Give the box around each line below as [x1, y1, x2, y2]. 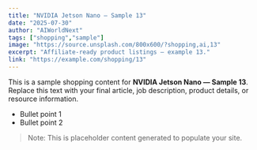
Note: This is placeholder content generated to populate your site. [27, 133, 243, 142]
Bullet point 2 [19, 118, 63, 127]
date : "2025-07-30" [8, 19, 73, 27]
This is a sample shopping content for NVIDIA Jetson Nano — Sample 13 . [8, 77, 249, 87]
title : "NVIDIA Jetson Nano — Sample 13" [8, 11, 147, 20]
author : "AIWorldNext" [8, 26, 83, 34]
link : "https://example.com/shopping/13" [8, 56, 147, 64]
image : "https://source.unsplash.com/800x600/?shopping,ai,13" [8, 41, 221, 49]
